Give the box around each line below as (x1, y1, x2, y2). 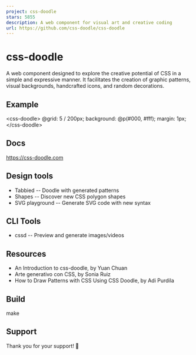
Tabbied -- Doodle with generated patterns (14, 187, 119, 194)
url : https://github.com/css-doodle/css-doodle (6, 25, 125, 31)
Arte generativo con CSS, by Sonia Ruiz (14, 271, 111, 278)
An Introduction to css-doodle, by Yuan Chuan (14, 264, 128, 271)
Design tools (6, 171, 54, 181)
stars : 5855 (6, 14, 35, 20)
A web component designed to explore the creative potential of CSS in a (6, 70, 181, 77)
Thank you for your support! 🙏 (6, 342, 79, 349)
